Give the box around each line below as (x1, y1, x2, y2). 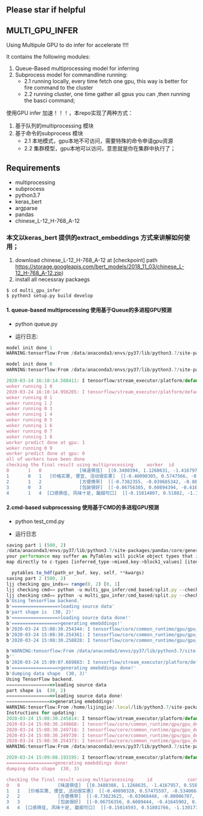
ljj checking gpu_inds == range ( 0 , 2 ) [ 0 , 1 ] (6, 581, 120, 587)
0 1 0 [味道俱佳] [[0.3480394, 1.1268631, (6, 467, 171, 474)
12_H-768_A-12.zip (14, 269, 62, 277)
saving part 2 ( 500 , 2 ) (6, 575, 66, 582)
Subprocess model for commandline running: (14, 71, 128, 79)
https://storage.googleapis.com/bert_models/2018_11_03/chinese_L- (14, 263, 184, 271)
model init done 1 (6, 344, 53, 351)
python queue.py (14, 320, 58, 327)
